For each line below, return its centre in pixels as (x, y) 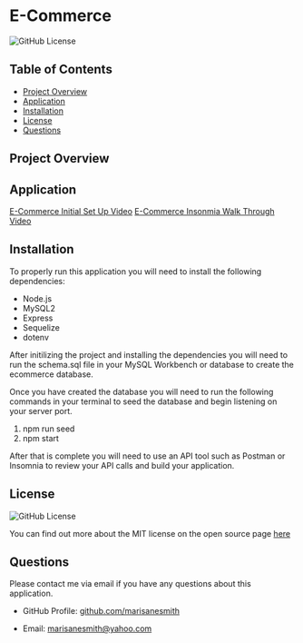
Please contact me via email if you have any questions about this (130, 584)
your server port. (41, 411)
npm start (40, 438)
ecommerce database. (51, 374)
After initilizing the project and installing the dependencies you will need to (149, 354)
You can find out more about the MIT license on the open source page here (150, 533)
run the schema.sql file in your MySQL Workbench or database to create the (152, 364)
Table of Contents (61, 69)
